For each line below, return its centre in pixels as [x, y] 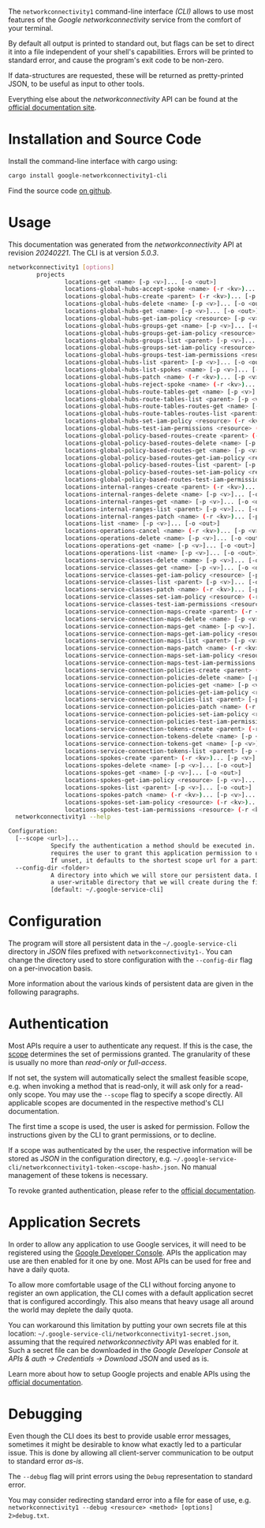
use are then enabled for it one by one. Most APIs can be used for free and [130, 1261]
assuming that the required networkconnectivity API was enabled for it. [123, 1342]
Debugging [45, 1414]
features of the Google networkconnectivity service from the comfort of [125, 20]
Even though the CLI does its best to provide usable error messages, [119, 1436]
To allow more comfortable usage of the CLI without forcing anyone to [122, 1284]
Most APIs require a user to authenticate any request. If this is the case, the [131, 1045]
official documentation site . [52, 107]
